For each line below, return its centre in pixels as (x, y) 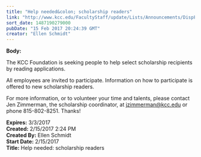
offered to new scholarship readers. (50, 87)
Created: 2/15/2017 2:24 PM (41, 129)
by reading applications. (36, 69)
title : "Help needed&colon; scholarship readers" (69, 12)
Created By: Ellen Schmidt (39, 136)
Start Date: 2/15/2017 (33, 141)
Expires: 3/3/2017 (28, 122)
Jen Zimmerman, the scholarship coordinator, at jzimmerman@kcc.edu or (97, 104)
